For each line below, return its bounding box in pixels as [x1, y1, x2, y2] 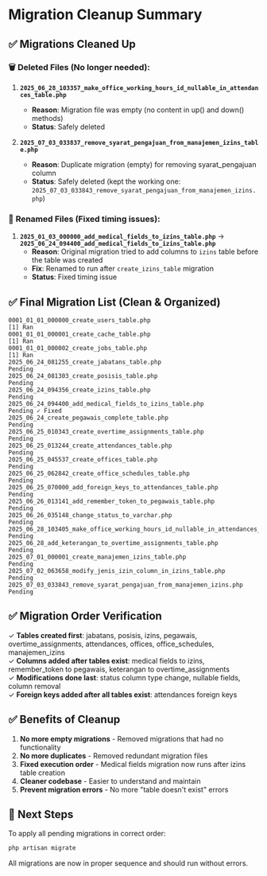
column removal [8, 681, 61, 691]
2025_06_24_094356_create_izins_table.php [8, 386, 151, 394]
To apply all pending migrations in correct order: [8, 829, 166, 839]
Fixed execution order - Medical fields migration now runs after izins [19, 759, 246, 769]
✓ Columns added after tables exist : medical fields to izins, [8, 656, 205, 665]
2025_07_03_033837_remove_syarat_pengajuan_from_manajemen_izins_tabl [19, 138, 259, 146]
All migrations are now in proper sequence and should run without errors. [8, 858, 249, 868]
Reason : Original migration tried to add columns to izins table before [31, 247, 259, 256]
